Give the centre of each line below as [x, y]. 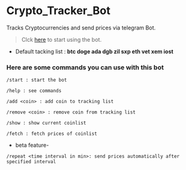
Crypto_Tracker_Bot [58, 11]
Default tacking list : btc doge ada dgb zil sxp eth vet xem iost [94, 51]
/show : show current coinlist [46, 123]
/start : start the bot [37, 80]
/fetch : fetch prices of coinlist [52, 134]
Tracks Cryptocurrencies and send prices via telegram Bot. [81, 28]
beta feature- [32, 145]
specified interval [31, 162]
